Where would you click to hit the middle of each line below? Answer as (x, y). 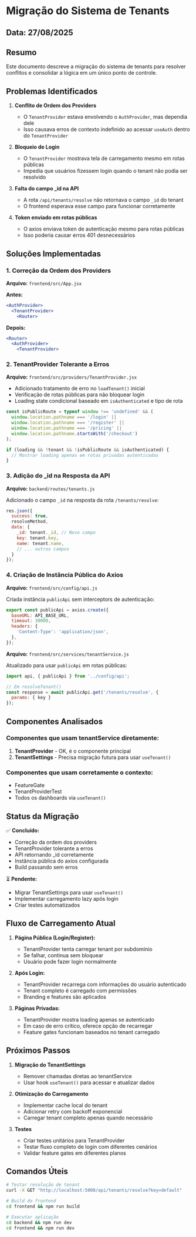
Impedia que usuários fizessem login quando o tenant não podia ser (105, 171)
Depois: (16, 327)
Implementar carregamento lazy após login (66, 898)
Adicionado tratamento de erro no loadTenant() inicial (80, 389)
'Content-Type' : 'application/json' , (63, 632)
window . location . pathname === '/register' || (68, 423)
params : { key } (31, 698)
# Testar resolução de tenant (43, 1185)
